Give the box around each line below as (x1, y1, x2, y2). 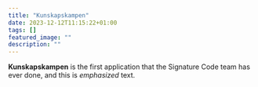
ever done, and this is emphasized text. (8, 71, 136, 80)
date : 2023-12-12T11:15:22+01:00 (8, 19, 118, 27)
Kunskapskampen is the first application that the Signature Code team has (8, 62, 251, 71)
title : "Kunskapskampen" (8, 11, 89, 20)
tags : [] (8, 26, 37, 34)
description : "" (8, 41, 61, 49)
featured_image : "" (8, 33, 72, 42)
